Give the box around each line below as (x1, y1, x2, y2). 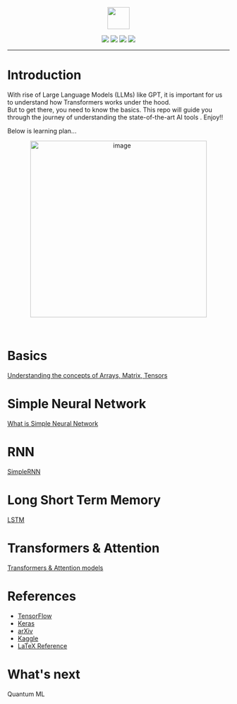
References (7, 588, 76, 604)
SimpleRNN (7, 467, 41, 476)
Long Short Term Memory (7, 491, 161, 508)
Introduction (7, 67, 82, 83)
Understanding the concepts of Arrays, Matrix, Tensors (7, 371, 168, 379)
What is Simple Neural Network (7, 419, 99, 427)
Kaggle (17, 634, 39, 643)
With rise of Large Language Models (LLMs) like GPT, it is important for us (7, 90, 223, 99)
